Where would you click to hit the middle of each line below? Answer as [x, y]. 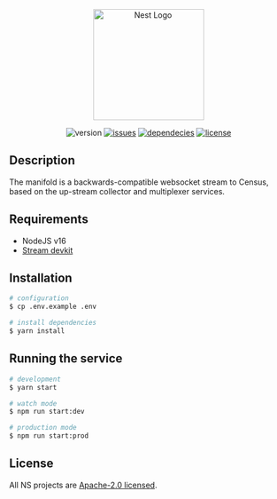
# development [35, 379]
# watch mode [33, 403]
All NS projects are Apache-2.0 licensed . [83, 485]
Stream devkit [47, 250]
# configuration [39, 298]
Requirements [49, 220]
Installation [41, 278]
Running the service [66, 359]
